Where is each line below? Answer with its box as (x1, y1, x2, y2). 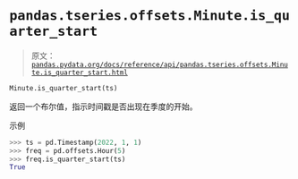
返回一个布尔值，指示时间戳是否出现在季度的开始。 (9, 101, 198, 112)
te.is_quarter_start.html (30, 68, 128, 77)
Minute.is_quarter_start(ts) (9, 83, 118, 92)
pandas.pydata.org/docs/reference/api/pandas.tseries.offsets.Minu (30, 60, 288, 69)
